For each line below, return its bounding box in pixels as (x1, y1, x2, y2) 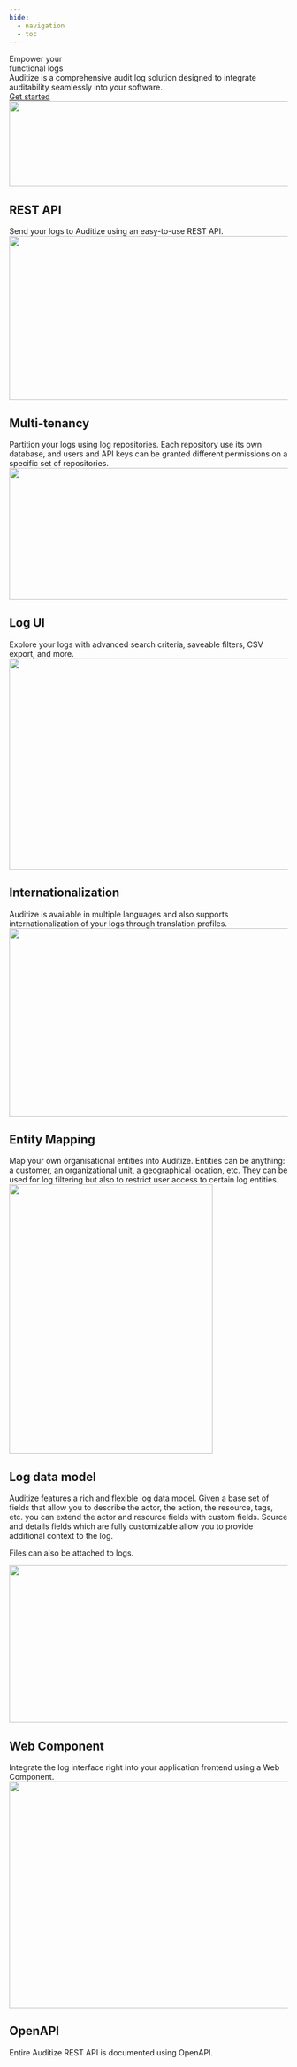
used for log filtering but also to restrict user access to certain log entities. (9, 1174, 279, 1185)
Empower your (9, 54, 63, 65)
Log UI (9, 615, 46, 630)
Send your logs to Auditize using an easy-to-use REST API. (9, 226, 224, 237)
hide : (9, 12, 29, 22)
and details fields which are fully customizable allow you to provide (9, 1521, 254, 1532)
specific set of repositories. (9, 458, 109, 468)
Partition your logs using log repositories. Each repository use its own (9, 440, 263, 449)
